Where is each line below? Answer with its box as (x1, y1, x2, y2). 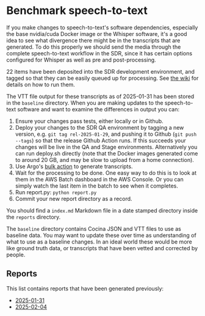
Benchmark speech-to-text (6, 4, 148, 18)
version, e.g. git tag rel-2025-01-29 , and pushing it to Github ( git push (15, 130, 197, 138)
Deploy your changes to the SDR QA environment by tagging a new (15, 124, 184, 131)
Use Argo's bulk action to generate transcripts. (15, 163, 133, 170)
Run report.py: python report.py (15, 188, 97, 195)
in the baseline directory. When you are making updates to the (6, 99, 164, 107)
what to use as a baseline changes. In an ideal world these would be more (6, 238, 192, 245)
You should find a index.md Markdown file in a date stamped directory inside (6, 206, 198, 214)
